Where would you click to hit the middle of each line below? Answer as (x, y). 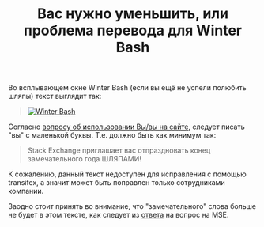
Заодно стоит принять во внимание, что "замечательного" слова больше (132, 206)
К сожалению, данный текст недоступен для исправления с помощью (127, 174)
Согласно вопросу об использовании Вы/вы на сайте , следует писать (126, 127)
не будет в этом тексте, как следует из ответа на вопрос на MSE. (119, 215)
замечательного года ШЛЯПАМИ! (85, 159)
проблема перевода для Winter (133, 30)
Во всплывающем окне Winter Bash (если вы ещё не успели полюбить (127, 88)
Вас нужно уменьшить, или (133, 14)
